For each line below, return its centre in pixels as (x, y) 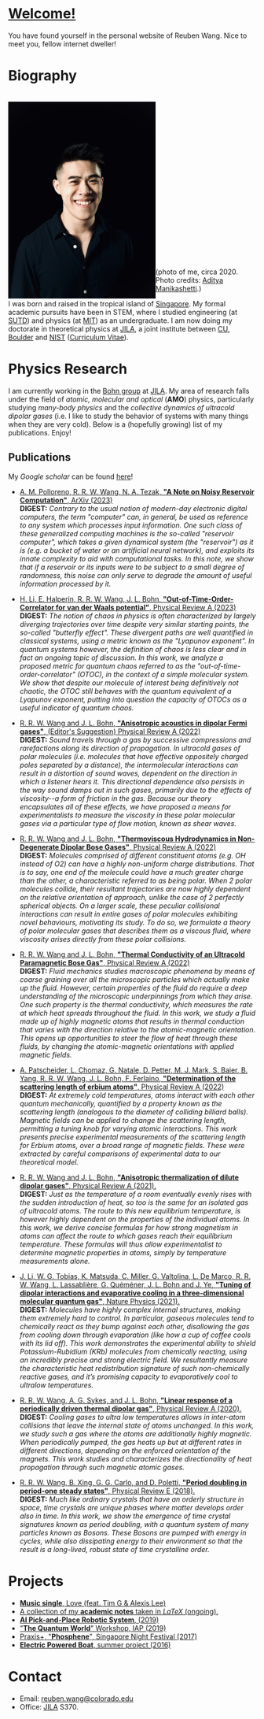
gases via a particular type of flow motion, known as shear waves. (128, 823)
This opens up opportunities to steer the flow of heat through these (128, 1038)
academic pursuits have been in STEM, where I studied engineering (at (123, 312)
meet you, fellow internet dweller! (62, 43)
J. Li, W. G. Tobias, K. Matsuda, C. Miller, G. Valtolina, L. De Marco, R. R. (135, 1276)
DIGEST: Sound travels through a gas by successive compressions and (135, 739)
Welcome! (42, 14)
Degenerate (39, 847)
